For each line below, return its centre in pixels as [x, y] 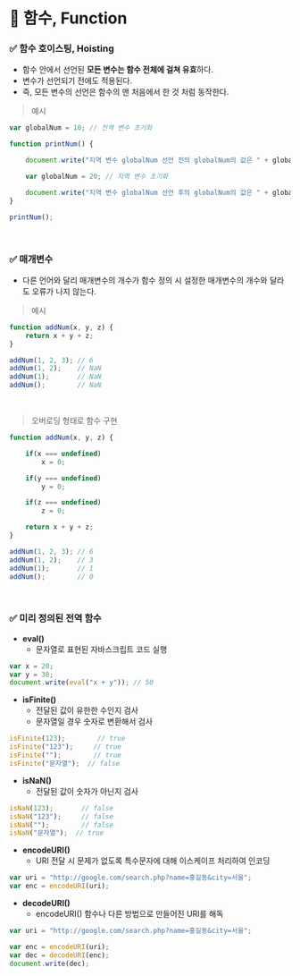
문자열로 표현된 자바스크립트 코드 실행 [101, 649]
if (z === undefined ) [63, 503]
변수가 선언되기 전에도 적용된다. [77, 81]
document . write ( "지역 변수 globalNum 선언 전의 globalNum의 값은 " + [147, 161]
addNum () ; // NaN [55, 386]
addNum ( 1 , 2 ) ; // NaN [55, 369]
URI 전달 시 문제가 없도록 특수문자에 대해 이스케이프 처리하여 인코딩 [153, 861]
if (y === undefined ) [63, 478]
